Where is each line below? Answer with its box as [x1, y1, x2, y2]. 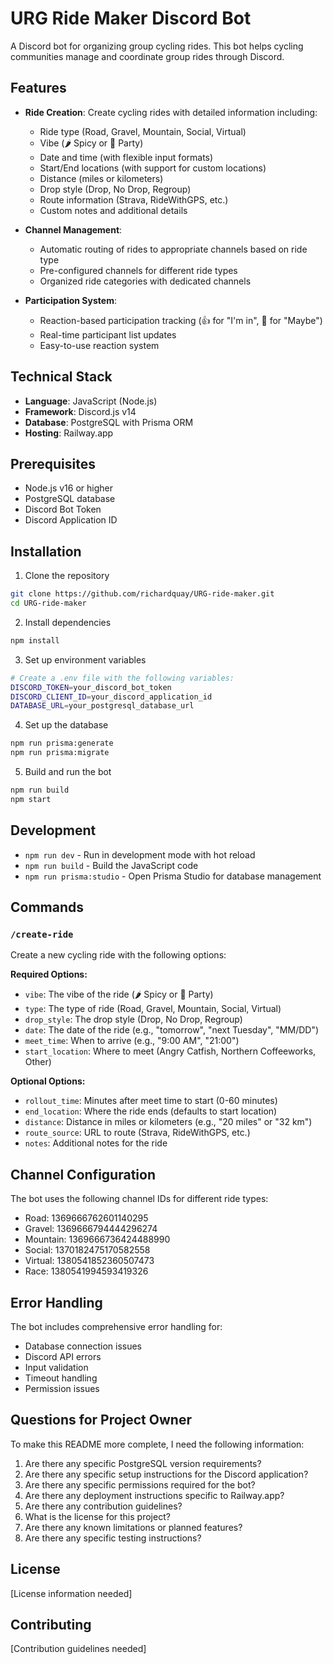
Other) [24, 1056, 52, 1068]
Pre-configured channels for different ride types [39, 264, 238, 276]
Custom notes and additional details [39, 204, 188, 216]
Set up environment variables [24, 653, 147, 666]
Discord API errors [24, 1350, 102, 1362]
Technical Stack [10, 368, 113, 386]
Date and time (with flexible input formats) [39, 151, 214, 163]
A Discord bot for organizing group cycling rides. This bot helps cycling [10, 40, 304, 52]
